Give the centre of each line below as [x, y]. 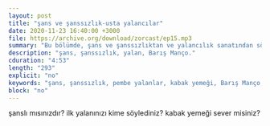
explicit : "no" [34, 75]
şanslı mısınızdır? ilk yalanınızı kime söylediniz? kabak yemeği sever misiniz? [135, 113]
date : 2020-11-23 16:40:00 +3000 [64, 30]
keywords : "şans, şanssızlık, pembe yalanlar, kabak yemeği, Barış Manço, [136, 83]
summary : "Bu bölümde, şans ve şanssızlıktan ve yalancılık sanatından [131, 46]
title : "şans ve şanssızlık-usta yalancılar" [86, 23]
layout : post [30, 16]
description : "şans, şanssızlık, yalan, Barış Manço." [102, 53]
